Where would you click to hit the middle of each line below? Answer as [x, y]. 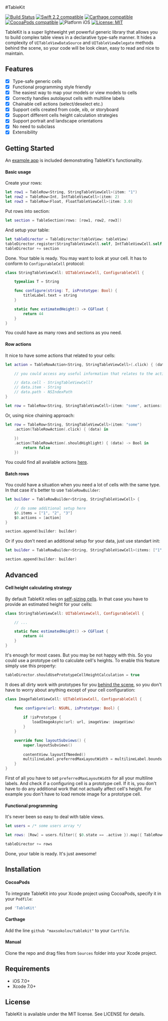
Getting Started [30, 148]
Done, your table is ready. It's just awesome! [51, 853]
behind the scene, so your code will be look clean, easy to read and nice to [82, 48]
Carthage [15, 919]
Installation [23, 870]
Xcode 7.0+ [24, 986]
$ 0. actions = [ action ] [38, 518]
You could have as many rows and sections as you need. [64, 333]
